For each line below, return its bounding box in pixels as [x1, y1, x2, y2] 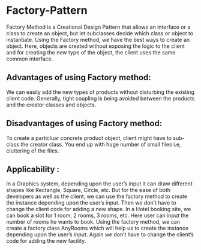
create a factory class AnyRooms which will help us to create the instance [6, 225, 189, 232]
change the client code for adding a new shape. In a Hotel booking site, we [6, 206, 191, 213]
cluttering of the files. [6, 147, 59, 154]
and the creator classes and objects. [6, 101, 97, 108]
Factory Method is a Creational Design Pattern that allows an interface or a [6, 23, 191, 31]
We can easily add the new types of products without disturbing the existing [6, 88, 195, 96]
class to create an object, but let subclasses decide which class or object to [6, 29, 194, 36]
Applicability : [6, 164, 60, 174]
